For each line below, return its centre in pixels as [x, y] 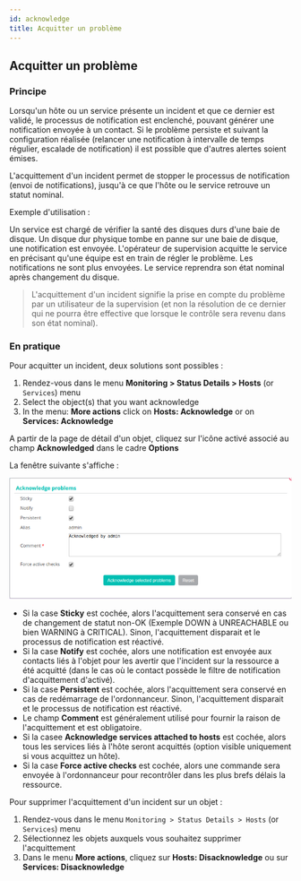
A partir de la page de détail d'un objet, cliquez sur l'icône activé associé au [149, 438]
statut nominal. [37, 195]
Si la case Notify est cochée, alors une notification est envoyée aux [147, 652]
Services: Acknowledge [68, 421]
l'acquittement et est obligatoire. [82, 728]
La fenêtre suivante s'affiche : [64, 465]
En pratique [35, 347]
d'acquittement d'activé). [69, 680]
